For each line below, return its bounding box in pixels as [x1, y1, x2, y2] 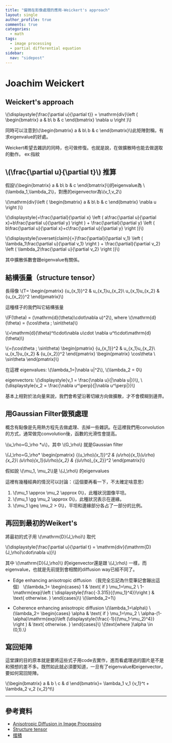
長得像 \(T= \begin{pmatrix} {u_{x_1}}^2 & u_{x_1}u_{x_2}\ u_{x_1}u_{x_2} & [5, 288, 160, 294]
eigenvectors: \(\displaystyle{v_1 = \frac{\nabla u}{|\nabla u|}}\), [5, 377, 140, 383]
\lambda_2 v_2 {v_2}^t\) [5, 686, 55, 692]
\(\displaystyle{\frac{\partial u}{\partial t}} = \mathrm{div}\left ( [5, 111, 138, 118]
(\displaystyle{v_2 [5, 383, 43, 388]
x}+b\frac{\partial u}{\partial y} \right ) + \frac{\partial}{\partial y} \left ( [5, 220, 155, 226]
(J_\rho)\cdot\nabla [5, 549, 46, 555]
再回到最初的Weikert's [5, 519, 78, 528]
